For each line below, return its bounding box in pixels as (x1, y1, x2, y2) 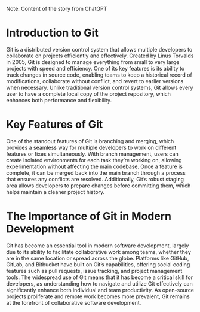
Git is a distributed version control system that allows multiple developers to (6, 46, 193, 53)
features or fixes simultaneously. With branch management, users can (6, 150, 179, 157)
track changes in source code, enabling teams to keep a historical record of (6, 71, 192, 78)
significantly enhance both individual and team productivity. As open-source (6, 286, 195, 293)
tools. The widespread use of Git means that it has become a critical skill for (6, 274, 193, 281)
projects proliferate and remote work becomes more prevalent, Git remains (6, 293, 190, 300)
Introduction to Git (6, 26, 99, 40)
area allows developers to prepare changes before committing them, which (6, 182, 191, 189)
